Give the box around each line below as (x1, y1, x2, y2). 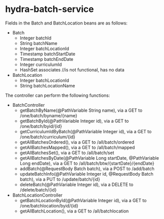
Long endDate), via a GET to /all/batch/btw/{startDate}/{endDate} (19, 160, 155, 166)
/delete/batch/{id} (19, 187, 57, 193)
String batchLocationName (19, 82, 75, 88)
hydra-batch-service (5, 3, 94, 15)
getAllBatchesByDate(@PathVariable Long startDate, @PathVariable (19, 155, 160, 161)
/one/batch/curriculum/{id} (19, 134, 76, 140)
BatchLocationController (12, 192, 63, 198)
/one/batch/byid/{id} (19, 123, 62, 129)
